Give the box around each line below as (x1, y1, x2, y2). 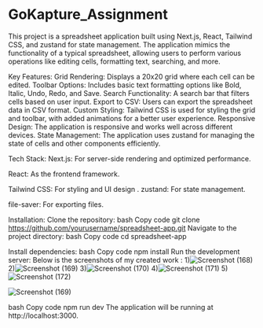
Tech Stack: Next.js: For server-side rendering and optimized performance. (8, 153, 251, 163)
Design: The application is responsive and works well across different (8, 122, 233, 131)
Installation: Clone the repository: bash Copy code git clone (8, 215, 200, 224)
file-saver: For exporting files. (8, 199, 104, 209)
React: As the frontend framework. (8, 169, 120, 179)
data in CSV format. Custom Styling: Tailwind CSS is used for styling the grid (8, 105, 256, 115)
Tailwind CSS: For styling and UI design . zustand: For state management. (8, 184, 246, 193)
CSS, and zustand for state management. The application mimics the (8, 39, 230, 49)
